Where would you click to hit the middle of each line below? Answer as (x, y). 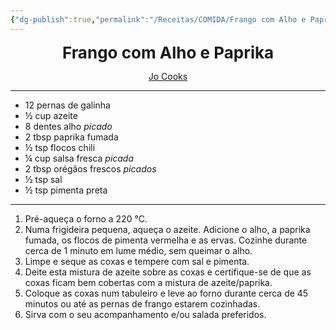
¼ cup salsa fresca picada (79, 158)
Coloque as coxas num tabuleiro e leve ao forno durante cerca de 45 (166, 293)
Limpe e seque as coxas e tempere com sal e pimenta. (137, 261)
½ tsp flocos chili (60, 147)
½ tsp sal (43, 179)
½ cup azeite (51, 115)
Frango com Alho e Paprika (168, 52)
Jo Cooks (168, 76)
